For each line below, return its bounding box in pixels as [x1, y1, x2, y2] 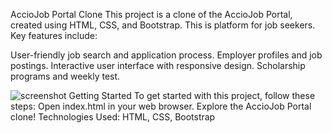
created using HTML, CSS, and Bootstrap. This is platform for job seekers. [10, 19, 316, 31]
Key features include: [10, 30, 98, 41]
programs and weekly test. [10, 70, 121, 82]
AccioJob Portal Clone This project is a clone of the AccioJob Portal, [10, 9, 293, 20]
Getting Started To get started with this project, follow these [68, 90, 316, 101]
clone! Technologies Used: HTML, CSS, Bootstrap [10, 111, 216, 123]
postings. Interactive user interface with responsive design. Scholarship [10, 60, 306, 71]
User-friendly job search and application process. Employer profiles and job [10, 49, 323, 61]
